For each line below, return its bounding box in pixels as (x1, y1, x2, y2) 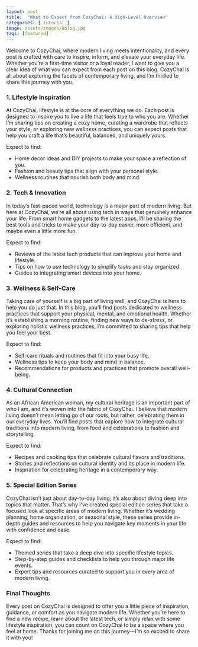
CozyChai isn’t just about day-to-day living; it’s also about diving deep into (6, 495, 187, 502)
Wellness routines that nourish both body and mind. (14, 174, 141, 181)
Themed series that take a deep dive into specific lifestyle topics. (14, 549, 174, 556)
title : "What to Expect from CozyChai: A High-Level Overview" (6, 14, 168, 20)
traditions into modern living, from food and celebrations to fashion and (6, 425, 180, 432)
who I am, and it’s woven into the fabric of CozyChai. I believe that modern (6, 406, 187, 413)
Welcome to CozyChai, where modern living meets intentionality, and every (6, 47, 189, 54)
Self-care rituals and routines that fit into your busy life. (14, 352, 150, 359)
